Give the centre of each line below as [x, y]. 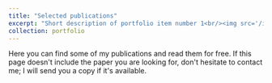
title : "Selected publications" [63, 16]
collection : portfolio [47, 31]
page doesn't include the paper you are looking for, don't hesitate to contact [136, 62]
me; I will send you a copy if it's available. [78, 71]
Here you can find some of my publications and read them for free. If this [130, 54]
